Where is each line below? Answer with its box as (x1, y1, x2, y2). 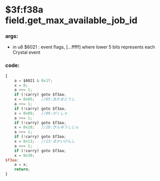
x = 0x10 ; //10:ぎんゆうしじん (14, 125, 79, 130)
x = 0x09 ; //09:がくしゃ (14, 111, 68, 116)
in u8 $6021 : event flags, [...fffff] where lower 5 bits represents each (12, 44, 155, 50)
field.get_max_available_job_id (5, 15, 137, 26)
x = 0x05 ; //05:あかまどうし (14, 97, 75, 102)
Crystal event (12, 49, 41, 55)
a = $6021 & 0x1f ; (14, 78, 53, 83)
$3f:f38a (5, 4, 44, 16)
